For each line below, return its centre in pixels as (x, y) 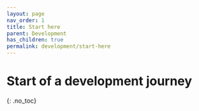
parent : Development (37, 33)
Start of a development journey (99, 81)
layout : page (26, 14)
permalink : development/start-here (59, 46)
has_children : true (35, 40)
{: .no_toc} (21, 100)
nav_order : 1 (26, 20)
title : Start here (33, 27)
